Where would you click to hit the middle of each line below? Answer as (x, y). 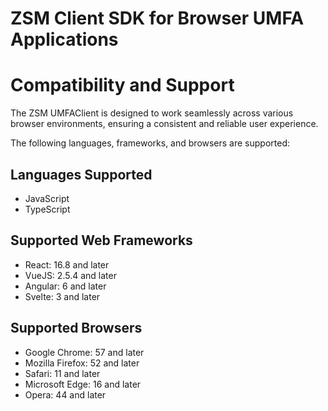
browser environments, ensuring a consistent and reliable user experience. (164, 124)
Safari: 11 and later (62, 373)
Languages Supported (81, 174)
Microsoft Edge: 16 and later (83, 384)
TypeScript (47, 209)
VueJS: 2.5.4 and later (70, 275)
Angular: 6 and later (65, 286)
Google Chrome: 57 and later (84, 352)
